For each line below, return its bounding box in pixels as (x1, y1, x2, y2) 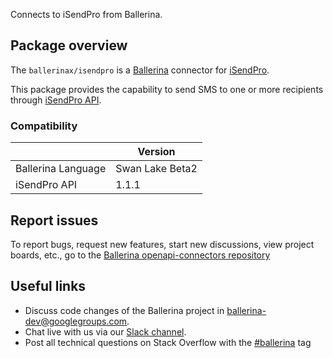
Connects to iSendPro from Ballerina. (10, 9, 163, 20)
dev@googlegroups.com (24, 315, 128, 327)
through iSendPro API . (10, 94, 102, 106)
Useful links (10, 278, 87, 295)
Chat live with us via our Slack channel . (24, 325, 187, 338)
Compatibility (10, 119, 78, 133)
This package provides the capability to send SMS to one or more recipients (10, 83, 324, 95)
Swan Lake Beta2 (115, 162, 198, 176)
